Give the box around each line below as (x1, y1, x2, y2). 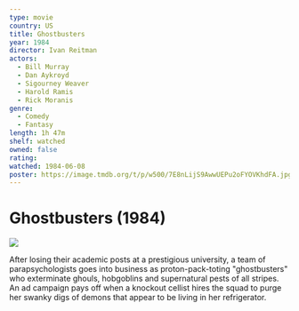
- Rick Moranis (17, 95, 74, 105)
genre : (9, 104, 34, 113)
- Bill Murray (17, 63, 69, 72)
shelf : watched (9, 137, 66, 146)
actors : (9, 54, 38, 63)
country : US (9, 21, 53, 30)
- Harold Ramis (17, 87, 74, 96)
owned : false (9, 145, 58, 154)
